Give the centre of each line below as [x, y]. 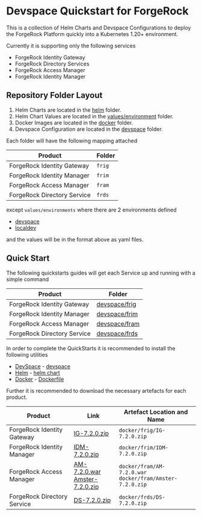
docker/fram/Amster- [148, 478]
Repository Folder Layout [54, 95]
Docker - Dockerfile [39, 379]
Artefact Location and [156, 411]
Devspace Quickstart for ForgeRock [98, 11]
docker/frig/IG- [142, 430]
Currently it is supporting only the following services [71, 46]
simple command [28, 279]
